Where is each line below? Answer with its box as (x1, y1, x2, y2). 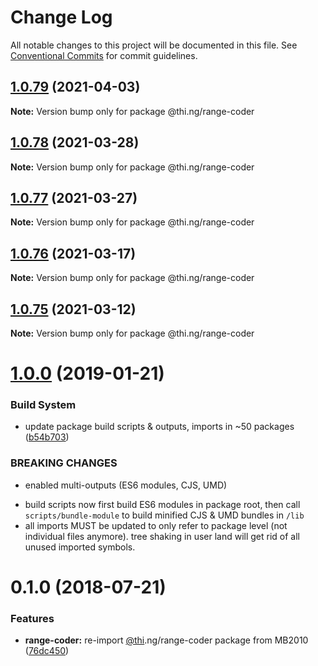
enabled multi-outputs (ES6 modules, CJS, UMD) (24, 479, 228, 491)
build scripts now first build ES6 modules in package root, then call (24, 498, 301, 510)
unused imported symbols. (24, 541, 136, 553)
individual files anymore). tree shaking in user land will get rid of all (24, 530, 300, 542)
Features (10, 611, 55, 625)
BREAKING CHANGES (10, 456, 118, 470)
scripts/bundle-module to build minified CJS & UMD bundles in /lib (24, 509, 305, 521)
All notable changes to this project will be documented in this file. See (10, 39, 298, 51)
